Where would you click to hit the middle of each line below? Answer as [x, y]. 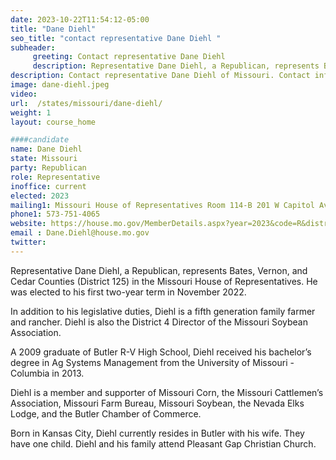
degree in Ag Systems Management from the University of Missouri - [152, 362]
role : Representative [55, 177]
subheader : [33, 47]
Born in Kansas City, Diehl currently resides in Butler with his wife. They [157, 433]
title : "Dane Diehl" [53, 29]
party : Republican [48, 168]
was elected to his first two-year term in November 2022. [128, 292]
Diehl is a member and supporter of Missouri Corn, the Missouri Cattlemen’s [167, 392]
